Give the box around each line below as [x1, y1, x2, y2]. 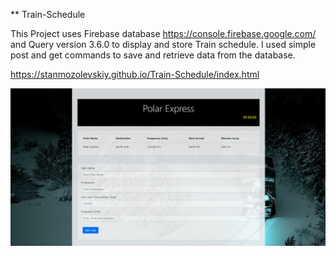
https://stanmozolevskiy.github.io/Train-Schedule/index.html [10, 69, 260, 80]
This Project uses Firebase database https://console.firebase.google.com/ [10, 28, 317, 39]
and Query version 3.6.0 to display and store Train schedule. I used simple [10, 39, 317, 50]
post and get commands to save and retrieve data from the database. [10, 49, 296, 61]
